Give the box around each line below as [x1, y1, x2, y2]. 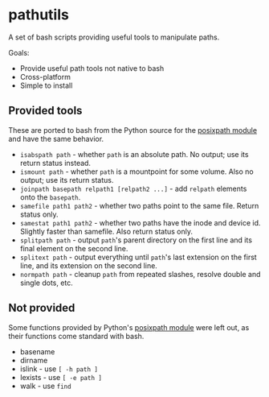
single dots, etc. [19, 278, 74, 287]
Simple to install [19, 81, 73, 90]
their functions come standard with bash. [8, 331, 145, 341]
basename [19, 346, 55, 356]
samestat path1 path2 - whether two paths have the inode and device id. [19, 217, 261, 227]
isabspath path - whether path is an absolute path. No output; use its [19, 149, 249, 159]
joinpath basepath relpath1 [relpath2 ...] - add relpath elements [19, 184, 247, 193]
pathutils [8, 6, 70, 24]
